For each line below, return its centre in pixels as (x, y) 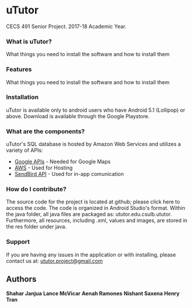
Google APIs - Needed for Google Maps (63, 162)
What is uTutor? (29, 41)
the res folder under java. (37, 227)
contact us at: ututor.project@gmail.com (54, 261)
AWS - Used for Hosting (44, 168)
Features (19, 70)
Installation (23, 97)
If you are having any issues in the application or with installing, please (91, 254)
